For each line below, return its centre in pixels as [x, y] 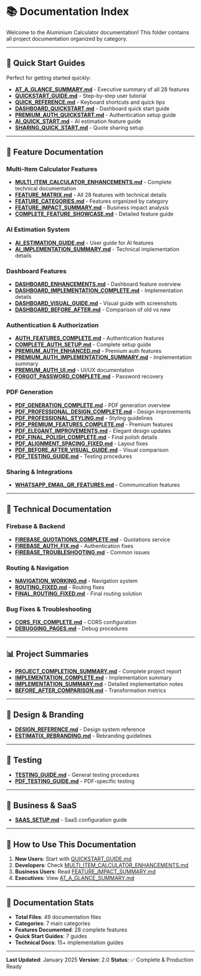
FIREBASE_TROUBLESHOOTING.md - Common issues [82, 552]
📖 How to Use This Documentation [71, 844]
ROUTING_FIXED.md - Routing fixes [60, 587]
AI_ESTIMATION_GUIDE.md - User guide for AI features [84, 242]
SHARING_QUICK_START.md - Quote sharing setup [79, 127]
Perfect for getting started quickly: [49, 77]
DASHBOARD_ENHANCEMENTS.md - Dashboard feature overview [98, 284]
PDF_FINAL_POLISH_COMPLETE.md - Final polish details [86, 437]
